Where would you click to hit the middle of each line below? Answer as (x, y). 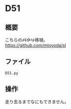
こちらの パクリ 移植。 (26, 40)
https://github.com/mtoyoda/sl (36, 45)
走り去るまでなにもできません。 (37, 101)
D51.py (12, 73)
